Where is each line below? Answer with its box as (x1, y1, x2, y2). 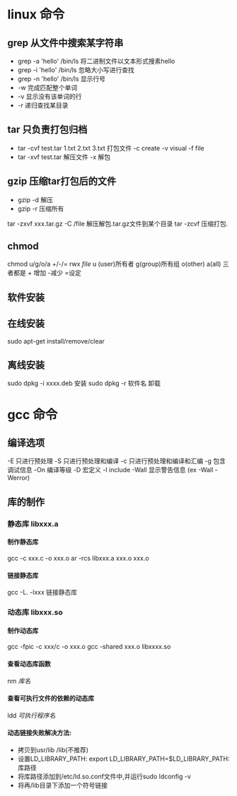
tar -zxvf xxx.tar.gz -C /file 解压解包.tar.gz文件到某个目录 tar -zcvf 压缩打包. (7, 219, 229, 228)
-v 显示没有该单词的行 (17, 93, 83, 100)
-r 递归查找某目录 (17, 101, 69, 110)
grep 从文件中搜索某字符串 (7, 37, 124, 49)
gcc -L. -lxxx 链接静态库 (7, 588, 78, 597)
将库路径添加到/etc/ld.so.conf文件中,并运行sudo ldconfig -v (17, 772, 191, 780)
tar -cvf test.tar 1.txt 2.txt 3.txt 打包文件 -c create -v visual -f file (17, 144, 204, 152)
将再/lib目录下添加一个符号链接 (17, 780, 108, 789)
